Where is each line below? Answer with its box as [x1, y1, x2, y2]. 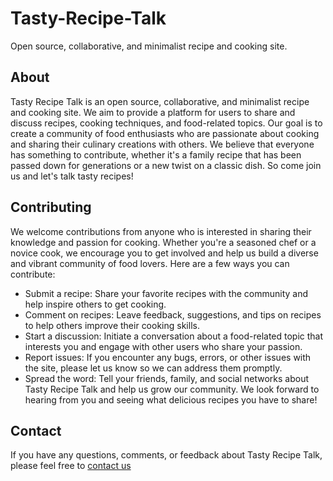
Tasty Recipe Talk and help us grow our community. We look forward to [24, 383, 320, 395]
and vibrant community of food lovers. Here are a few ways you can [10, 257, 290, 269]
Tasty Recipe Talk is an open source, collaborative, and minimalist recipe [10, 95, 310, 107]
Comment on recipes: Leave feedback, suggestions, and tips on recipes [24, 308, 322, 321]
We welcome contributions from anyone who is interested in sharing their [10, 225, 312, 237]
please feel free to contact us [10, 460, 132, 472]
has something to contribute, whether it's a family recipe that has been [10, 148, 302, 161]
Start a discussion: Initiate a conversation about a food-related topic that [24, 330, 324, 342]
